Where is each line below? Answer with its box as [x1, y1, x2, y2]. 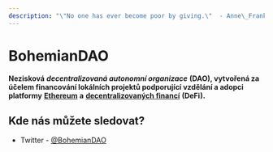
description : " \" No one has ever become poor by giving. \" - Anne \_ [8, 11, 249, 20]
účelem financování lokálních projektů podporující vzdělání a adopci [8, 82, 244, 91]
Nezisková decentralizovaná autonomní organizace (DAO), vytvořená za [8, 74, 260, 83]
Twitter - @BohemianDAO [19, 135, 107, 146]
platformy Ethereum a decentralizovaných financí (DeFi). [8, 91, 206, 100]
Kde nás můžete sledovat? [8, 114, 145, 128]
